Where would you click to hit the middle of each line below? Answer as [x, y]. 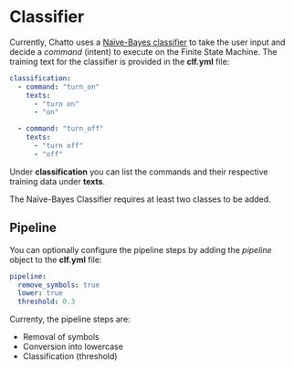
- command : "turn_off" [61, 129]
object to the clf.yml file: [56, 259]
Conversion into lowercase [73, 347]
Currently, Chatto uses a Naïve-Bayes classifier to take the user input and [147, 42]
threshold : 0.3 [47, 302]
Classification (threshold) [70, 356]
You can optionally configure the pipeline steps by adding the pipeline [141, 249]
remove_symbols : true [59, 285]
